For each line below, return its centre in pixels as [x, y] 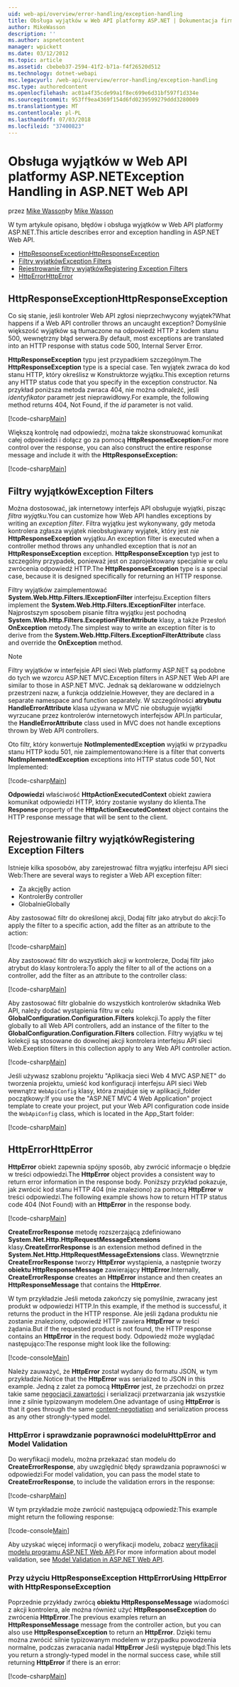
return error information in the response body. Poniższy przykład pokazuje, [118, 1181]
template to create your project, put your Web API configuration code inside [119, 1105]
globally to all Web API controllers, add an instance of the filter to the [109, 1025]
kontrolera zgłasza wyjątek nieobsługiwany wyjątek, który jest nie [104, 531]
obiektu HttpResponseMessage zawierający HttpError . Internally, [104, 1270]
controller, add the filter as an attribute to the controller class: [98, 975]
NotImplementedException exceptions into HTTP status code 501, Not [112, 760]
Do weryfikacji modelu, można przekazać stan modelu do [92, 1459]
